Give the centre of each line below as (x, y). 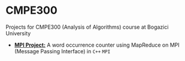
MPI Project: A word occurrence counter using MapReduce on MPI (97, 45)
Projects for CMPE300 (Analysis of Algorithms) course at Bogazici (87, 27)
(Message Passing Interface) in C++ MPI (62, 51)
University (18, 33)
